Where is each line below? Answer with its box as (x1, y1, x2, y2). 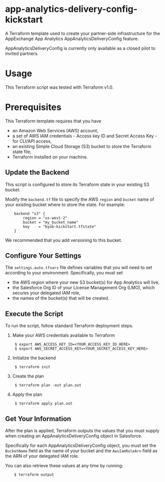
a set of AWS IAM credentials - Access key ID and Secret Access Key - (12, 133, 158, 139)
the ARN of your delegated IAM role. (5, 453, 79, 459)
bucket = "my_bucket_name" (23, 219, 79, 225)
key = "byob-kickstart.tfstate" (23, 224, 97, 229)
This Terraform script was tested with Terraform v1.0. (5, 84, 114, 90)
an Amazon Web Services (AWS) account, (12, 127, 99, 133)
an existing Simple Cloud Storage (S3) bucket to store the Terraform (12, 143, 152, 149)
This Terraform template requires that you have (5, 118, 102, 124)
